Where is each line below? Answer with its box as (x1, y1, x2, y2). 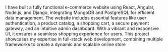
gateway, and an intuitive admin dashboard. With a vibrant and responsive (5, 25, 159, 31)
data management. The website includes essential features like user (5, 15, 147, 20)
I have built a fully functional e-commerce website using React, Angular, (5, 4, 155, 10)
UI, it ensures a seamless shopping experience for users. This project (5, 31, 150, 36)
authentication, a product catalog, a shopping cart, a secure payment (5, 20, 149, 26)
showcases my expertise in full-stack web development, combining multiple (5, 36, 163, 42)
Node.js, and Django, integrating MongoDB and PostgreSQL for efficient (5, 9, 155, 15)
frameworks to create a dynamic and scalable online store (5, 41, 126, 47)
